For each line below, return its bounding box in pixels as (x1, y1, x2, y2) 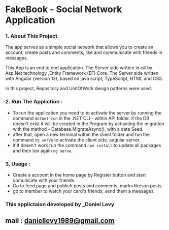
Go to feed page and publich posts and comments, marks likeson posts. (12, 183, 163, 189)
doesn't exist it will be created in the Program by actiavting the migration (12, 121, 164, 127)
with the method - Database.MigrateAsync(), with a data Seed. (12, 126, 144, 132)
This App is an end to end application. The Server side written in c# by (5, 65, 153, 71)
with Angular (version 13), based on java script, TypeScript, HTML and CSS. (5, 75, 163, 82)
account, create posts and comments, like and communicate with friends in (5, 49, 162, 55)
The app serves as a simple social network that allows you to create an (5, 44, 154, 50)
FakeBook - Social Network (5, 4, 122, 15)
